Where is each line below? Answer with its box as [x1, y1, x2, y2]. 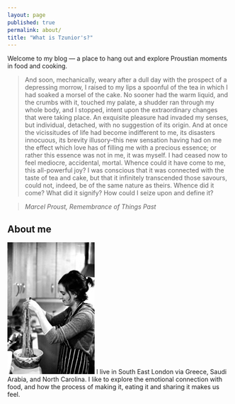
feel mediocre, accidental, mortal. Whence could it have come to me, [24, 158, 227, 167]
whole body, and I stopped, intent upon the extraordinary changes [24, 106, 218, 114]
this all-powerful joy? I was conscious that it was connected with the [24, 166, 224, 175]
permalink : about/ [7, 26, 62, 33]
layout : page [7, 11, 46, 18]
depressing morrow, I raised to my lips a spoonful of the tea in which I [24, 83, 228, 92]
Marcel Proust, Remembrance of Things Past [24, 202, 156, 211]
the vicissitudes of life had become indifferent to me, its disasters [24, 129, 216, 137]
